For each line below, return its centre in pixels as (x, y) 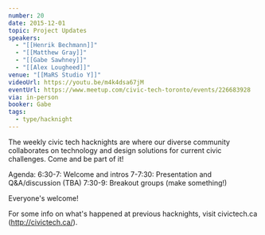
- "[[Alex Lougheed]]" (53, 68)
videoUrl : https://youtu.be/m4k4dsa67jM (76, 82)
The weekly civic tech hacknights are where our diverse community (119, 142)
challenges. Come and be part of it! (66, 159)
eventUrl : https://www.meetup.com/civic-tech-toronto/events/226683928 (129, 90)
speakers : (25, 38)
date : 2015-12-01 (37, 23)
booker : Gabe (30, 104)
